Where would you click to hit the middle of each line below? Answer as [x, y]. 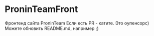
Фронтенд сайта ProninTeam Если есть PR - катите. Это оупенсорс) [77, 23]
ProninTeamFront [41, 9]
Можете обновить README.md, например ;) [52, 28]
